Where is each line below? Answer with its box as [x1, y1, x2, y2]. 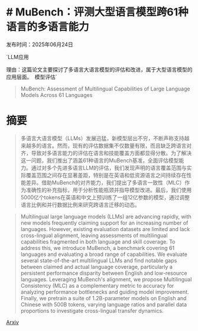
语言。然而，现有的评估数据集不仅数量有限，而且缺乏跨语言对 [41, 142, 192, 149]
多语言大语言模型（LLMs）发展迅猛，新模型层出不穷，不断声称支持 [20, 134, 184, 142]
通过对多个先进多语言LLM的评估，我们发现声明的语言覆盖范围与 [31, 164, 187, 171]
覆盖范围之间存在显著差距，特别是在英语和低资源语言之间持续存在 [25, 171, 187, 179]
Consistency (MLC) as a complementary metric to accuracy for [20, 282, 174, 289]
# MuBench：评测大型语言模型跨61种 [6, 5, 189, 19]
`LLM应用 [6, 53, 29, 60]
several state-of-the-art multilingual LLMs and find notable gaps [20, 257, 177, 264]
